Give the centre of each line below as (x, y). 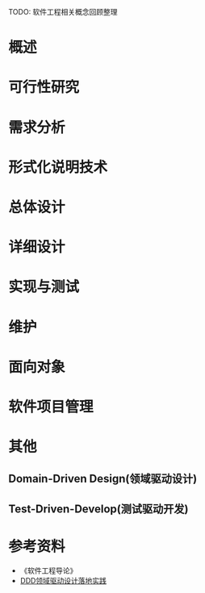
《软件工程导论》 (48, 570)
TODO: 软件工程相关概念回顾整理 (63, 12)
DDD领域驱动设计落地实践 (63, 580)
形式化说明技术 (58, 167)
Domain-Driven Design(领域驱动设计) (103, 479)
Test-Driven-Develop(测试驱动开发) (98, 509)
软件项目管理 (51, 407)
